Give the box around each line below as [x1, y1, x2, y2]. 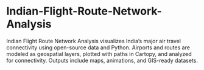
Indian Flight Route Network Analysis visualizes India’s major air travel [6, 37, 181, 44]
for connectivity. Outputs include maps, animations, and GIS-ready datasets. [6, 57, 198, 64]
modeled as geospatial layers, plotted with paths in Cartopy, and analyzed [6, 50, 192, 57]
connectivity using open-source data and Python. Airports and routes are [6, 44, 191, 51]
